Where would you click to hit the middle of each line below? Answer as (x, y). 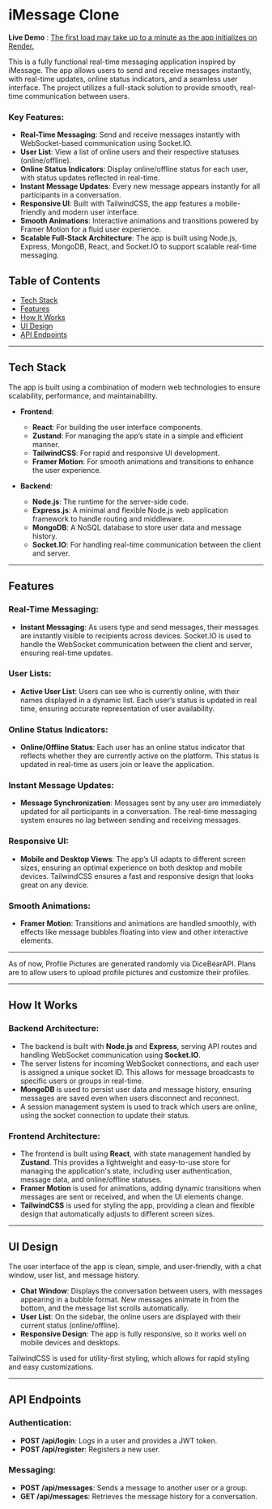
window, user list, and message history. (74, 1275)
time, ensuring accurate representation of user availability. (117, 708)
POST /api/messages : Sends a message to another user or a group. (134, 1487)
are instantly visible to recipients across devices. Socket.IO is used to (136, 635)
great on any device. (54, 885)
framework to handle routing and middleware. (108, 518)
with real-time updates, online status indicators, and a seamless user (123, 79)
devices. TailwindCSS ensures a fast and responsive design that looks (137, 876)
